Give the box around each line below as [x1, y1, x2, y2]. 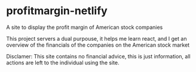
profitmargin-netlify [6, 4, 108, 18]
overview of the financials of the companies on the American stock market [6, 41, 190, 48]
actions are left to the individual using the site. [6, 59, 120, 66]
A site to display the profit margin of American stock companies [6, 24, 163, 31]
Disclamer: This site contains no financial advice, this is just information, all [6, 53, 191, 60]
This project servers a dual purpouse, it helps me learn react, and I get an [6, 35, 187, 42]
